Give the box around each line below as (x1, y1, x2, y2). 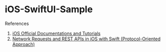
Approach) (12, 41, 35, 47)
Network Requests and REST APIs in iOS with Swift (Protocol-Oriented (12, 36, 161, 42)
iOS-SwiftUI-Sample (5, 4, 93, 15)
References (5, 20, 29, 27)
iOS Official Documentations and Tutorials (12, 30, 101, 36)
